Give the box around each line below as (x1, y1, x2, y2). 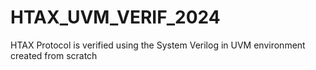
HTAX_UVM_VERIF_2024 (10, 6, 221, 29)
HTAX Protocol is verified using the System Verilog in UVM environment (10, 39, 306, 51)
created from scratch (10, 49, 98, 61)
